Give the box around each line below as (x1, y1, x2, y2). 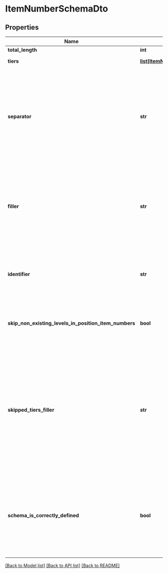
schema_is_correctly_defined (7, 512, 79, 519)
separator (7, 113, 31, 120)
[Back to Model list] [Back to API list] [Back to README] (5, 562, 120, 568)
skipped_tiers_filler (7, 407, 54, 413)
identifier (7, 271, 30, 277)
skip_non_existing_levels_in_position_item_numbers (7, 320, 135, 327)
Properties (5, 23, 39, 32)
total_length (7, 46, 37, 53)
